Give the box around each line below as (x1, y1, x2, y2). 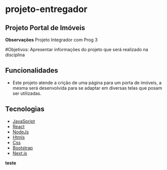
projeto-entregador (5, 4, 88, 15)
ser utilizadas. (12, 90, 42, 96)
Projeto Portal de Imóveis (5, 24, 85, 32)
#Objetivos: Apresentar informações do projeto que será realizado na (5, 47, 148, 52)
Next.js (12, 150, 28, 156)
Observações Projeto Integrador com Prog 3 (5, 37, 98, 43)
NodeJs (12, 129, 29, 135)
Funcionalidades (5, 66, 59, 75)
